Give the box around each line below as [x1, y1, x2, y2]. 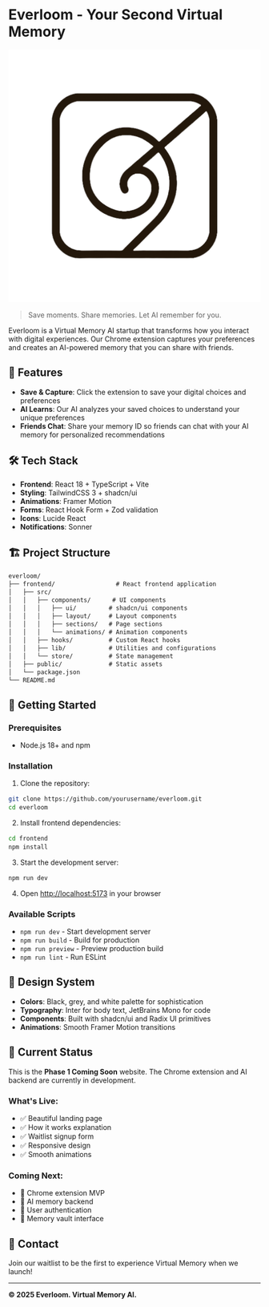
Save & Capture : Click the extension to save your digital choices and [19, 387, 247, 397]
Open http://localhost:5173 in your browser [19, 888, 162, 898]
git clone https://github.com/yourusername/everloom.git [8, 795, 203, 803]
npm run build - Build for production [19, 935, 140, 945]
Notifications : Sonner [19, 522, 93, 531]
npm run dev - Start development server [19, 927, 151, 937]
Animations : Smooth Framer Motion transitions [19, 1022, 176, 1031]
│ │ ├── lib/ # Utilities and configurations [8, 644, 217, 652]
